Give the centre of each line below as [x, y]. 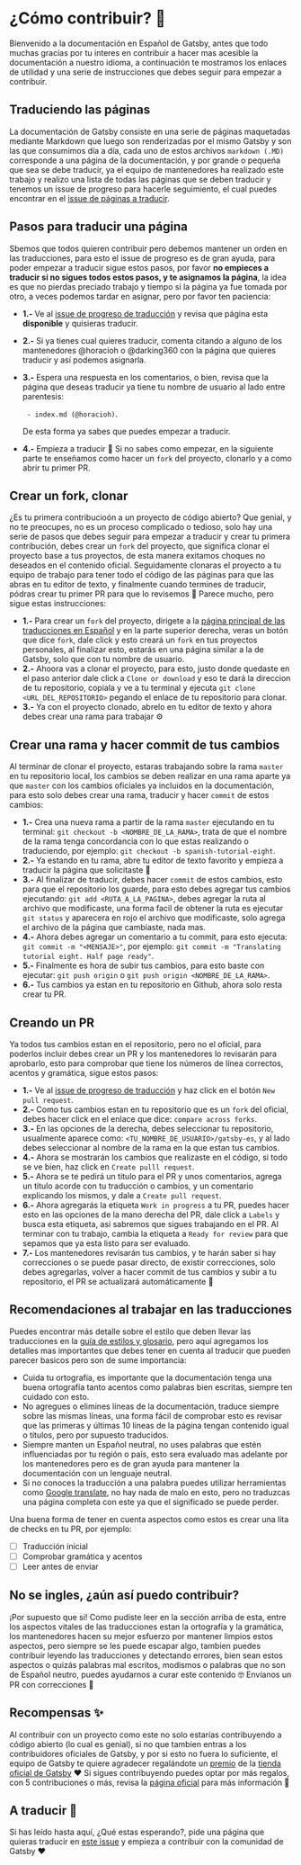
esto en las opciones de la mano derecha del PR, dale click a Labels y [151, 1215]
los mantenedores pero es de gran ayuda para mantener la [131, 1463]
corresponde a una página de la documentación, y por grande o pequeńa [145, 160]
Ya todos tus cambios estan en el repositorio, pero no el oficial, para [136, 1044]
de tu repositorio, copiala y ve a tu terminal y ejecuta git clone [139, 688]
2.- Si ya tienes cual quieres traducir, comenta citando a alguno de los [152, 340]
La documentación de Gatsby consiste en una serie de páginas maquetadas [150, 131]
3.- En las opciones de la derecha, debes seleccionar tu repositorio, [148, 1129]
